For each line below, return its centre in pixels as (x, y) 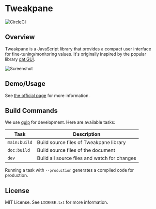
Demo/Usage (25, 84)
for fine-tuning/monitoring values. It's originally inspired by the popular (76, 54)
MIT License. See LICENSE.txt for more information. (56, 202)
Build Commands (31, 110)
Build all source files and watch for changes (87, 158)
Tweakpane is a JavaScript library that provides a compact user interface (78, 48)
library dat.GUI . (20, 59)
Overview (20, 37)
